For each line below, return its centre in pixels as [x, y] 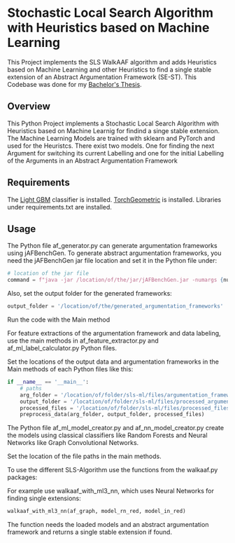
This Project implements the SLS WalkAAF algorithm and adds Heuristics [112, 62]
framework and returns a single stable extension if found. [90, 532]
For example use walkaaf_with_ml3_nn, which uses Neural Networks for [111, 491]
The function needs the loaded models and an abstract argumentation [108, 525]
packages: [22, 477]
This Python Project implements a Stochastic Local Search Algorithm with [113, 123]
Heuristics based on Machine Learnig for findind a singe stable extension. [114, 130]
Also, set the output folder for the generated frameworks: [90, 294]
